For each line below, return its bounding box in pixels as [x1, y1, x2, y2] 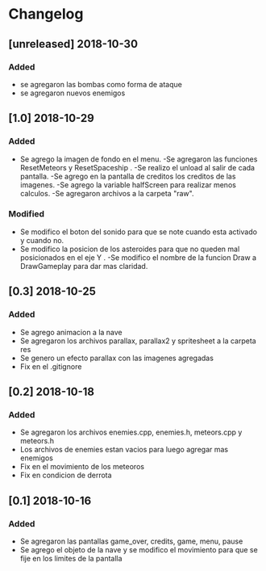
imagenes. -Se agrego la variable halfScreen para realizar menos [19, 179, 236, 190]
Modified [8, 208, 45, 220]
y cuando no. [19, 235, 64, 245]
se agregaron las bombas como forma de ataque [19, 79, 183, 89]
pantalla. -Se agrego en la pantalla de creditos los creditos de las [19, 171, 236, 181]
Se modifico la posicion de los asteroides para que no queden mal [19, 244, 240, 254]
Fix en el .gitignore [19, 361, 82, 372]
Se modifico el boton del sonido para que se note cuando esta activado [19, 227, 258, 237]
